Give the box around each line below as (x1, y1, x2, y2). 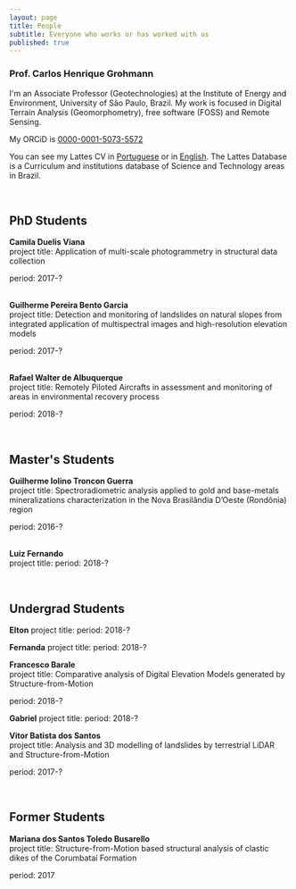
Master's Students (9, 452, 115, 467)
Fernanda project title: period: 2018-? (9, 642, 147, 652)
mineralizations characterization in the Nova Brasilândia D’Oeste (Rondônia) (9, 495, 287, 506)
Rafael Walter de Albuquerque (9, 373, 123, 383)
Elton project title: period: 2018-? (9, 625, 131, 635)
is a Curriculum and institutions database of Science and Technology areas (9, 160, 285, 171)
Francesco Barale (9, 658, 76, 670)
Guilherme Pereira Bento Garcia (9, 300, 129, 311)
